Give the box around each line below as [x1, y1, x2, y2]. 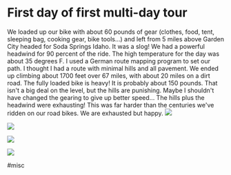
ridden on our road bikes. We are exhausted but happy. [7, 109, 163, 117]
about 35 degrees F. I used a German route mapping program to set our [7, 56, 210, 65]
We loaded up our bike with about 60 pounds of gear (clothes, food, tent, [7, 28, 215, 36]
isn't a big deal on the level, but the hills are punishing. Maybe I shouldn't [7, 86, 214, 94]
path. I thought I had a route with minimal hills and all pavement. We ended [7, 64, 219, 72]
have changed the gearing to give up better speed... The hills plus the [7, 93, 205, 101]
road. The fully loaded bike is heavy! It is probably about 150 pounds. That [7, 79, 218, 87]
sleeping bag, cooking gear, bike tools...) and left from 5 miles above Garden [7, 34, 224, 43]
